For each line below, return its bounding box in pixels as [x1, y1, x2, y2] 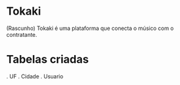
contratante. [6, 31, 37, 38]
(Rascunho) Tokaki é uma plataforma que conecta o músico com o [6, 24, 174, 32]
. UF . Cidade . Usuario [6, 72, 64, 80]
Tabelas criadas [6, 53, 89, 67]
